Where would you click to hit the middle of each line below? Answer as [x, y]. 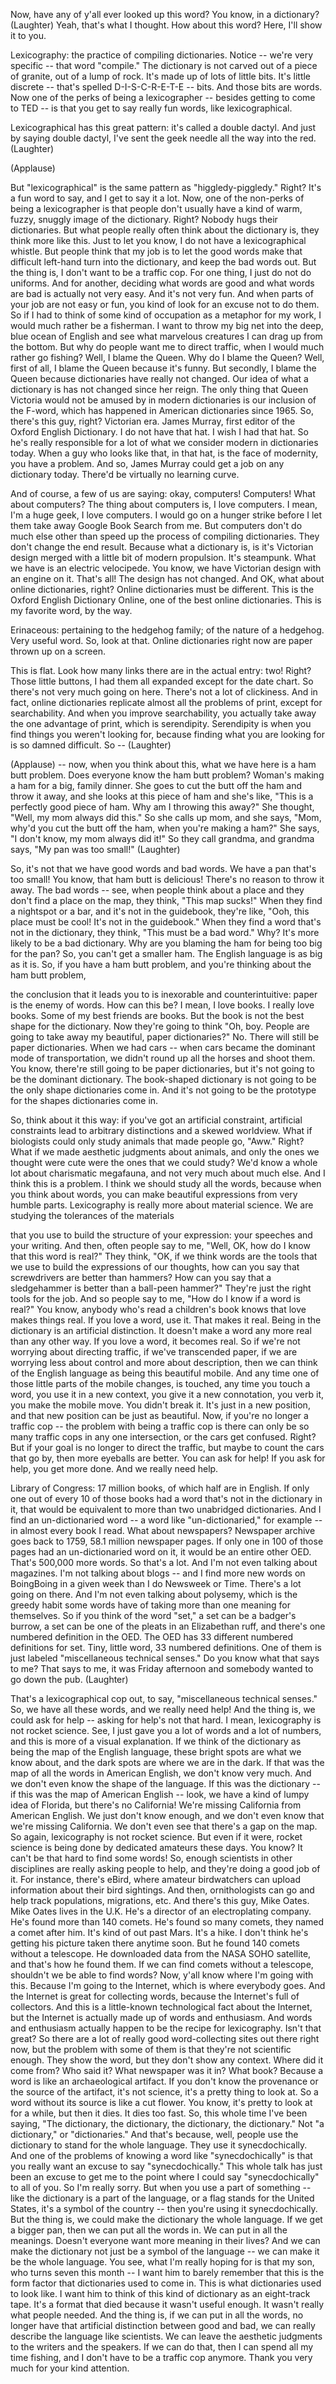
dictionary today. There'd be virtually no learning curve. [125, 474]
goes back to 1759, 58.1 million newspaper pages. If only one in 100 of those [167, 1541]
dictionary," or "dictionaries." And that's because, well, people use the [154, 2134]
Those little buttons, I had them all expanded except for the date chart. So [162, 681]
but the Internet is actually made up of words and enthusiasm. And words [161, 2017]
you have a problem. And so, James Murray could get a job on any [147, 463]
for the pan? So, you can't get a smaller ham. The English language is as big [166, 953]
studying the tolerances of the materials [92, 1215]
